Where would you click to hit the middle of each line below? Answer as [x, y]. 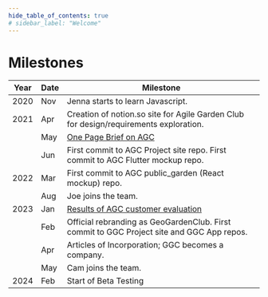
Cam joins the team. [104, 268]
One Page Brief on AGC [111, 137]
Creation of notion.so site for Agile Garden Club [156, 114]
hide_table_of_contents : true [59, 16]
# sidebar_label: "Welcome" [55, 23]
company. [85, 255]
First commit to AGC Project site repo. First [147, 150]
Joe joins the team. [102, 196]
